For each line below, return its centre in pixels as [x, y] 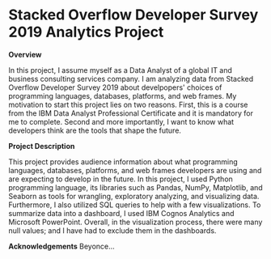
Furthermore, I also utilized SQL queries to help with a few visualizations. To [135, 205]
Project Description [42, 146]
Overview [25, 54]
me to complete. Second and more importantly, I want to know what [121, 121]
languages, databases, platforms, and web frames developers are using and [135, 170]
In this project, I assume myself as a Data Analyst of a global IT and [121, 70]
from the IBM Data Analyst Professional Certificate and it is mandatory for [131, 113]
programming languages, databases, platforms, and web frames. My [123, 96]
